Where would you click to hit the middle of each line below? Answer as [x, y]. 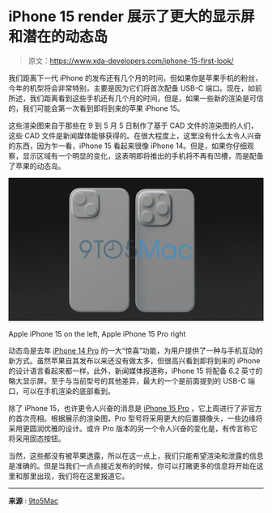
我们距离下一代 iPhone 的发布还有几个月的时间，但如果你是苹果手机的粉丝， [136, 78]
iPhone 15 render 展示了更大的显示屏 [132, 17]
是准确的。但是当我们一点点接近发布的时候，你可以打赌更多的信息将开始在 [132, 466]
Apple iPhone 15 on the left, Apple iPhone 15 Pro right [97, 334]
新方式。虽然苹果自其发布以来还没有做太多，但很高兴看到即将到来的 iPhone [134, 361]
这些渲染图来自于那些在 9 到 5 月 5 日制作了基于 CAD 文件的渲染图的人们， [133, 125]
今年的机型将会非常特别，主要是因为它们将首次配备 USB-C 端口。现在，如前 [136, 88]
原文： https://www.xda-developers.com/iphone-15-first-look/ [131, 61]
